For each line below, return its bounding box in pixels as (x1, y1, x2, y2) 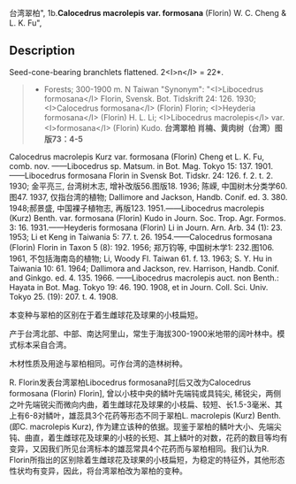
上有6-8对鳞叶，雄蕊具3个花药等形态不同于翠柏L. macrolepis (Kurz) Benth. (9, 410, 281, 420)
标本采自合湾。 (16, 339, 72, 350)
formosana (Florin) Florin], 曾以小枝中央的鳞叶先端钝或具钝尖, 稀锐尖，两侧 (9, 388, 282, 398)
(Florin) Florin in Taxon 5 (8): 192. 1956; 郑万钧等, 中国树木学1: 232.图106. (9, 242, 275, 252)
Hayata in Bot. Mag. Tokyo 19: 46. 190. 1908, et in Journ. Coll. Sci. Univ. (9, 281, 269, 292)
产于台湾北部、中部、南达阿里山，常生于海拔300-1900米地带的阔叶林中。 (9, 328, 277, 339)
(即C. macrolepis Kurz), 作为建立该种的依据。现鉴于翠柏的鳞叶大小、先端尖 (9, 421, 282, 432)
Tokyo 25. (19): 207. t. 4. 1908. (9, 291, 118, 302)
